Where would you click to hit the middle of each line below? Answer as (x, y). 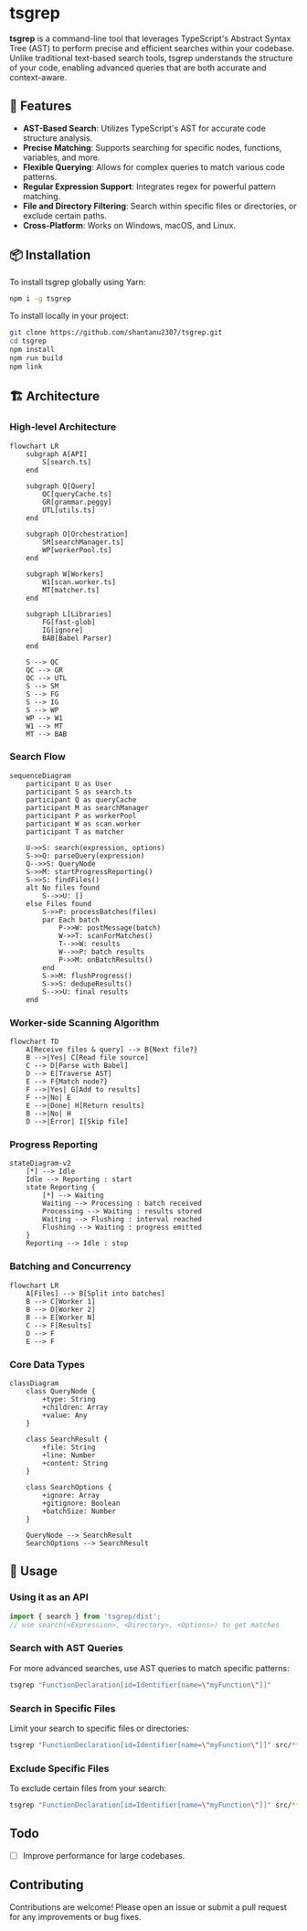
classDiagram (34, 1383)
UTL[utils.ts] (69, 510)
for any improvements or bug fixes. (75, 1916)
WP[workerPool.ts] (77, 550)
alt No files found (63, 888)
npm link (26, 367)
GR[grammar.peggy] (77, 502)
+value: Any (65, 1415)
